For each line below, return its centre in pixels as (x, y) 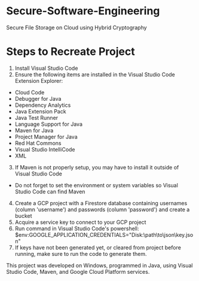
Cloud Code (30, 92)
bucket (23, 215)
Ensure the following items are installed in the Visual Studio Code (95, 74)
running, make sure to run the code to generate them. (81, 254)
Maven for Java (34, 130)
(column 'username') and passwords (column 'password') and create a (102, 209)
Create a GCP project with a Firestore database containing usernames (101, 203)
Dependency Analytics (43, 105)
